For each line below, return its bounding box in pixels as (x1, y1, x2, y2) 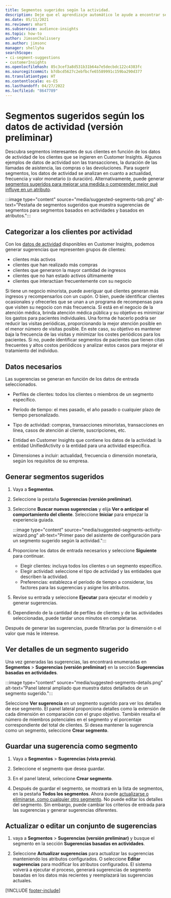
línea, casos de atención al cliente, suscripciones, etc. (12, 427, 126, 434)
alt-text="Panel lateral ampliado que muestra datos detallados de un (5, 685, 149, 691)
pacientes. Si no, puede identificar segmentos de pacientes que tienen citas (5, 337, 165, 343)
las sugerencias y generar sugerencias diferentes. (12, 807, 118, 813)
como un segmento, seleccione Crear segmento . (5, 727, 109, 733)
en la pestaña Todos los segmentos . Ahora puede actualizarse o (12, 790, 149, 796)
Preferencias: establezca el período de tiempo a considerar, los (20, 579, 153, 585)
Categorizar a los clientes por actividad (5, 228, 132, 236)
